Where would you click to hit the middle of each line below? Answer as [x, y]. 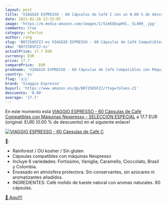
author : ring [19, 38]
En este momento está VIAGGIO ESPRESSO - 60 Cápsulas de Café [73, 112]
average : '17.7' [22, 97]
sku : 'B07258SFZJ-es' [28, 47]
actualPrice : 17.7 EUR [29, 51]
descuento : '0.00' [24, 93]
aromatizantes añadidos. [38, 177]
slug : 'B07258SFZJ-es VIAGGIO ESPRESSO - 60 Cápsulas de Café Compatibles [84, 42]
